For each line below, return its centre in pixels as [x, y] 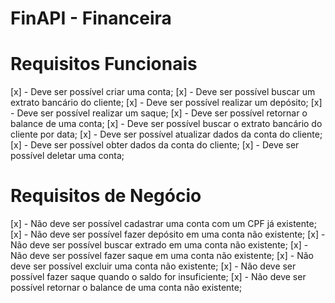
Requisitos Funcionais [104, 64]
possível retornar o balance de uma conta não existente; [126, 288]
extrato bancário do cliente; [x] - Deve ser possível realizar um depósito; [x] [166, 103]
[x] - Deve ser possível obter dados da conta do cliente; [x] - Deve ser [155, 145]
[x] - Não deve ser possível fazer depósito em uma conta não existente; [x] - [168, 234]
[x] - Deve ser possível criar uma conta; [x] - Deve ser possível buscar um [163, 92]
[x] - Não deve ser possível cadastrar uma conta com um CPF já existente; [163, 224]
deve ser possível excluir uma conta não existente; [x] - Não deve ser [153, 266]
